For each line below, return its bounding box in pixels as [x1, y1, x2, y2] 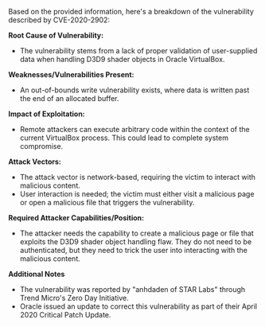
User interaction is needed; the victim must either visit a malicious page [19, 189, 255, 198]
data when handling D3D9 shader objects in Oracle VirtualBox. [19, 55, 225, 64]
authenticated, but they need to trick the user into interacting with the [19, 246, 248, 255]
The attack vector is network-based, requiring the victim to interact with [19, 173, 256, 181]
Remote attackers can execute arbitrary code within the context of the [19, 125, 250, 134]
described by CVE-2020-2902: [8, 15, 110, 25]
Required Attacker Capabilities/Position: [8, 213, 145, 222]
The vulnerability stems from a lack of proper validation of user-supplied [19, 46, 258, 55]
